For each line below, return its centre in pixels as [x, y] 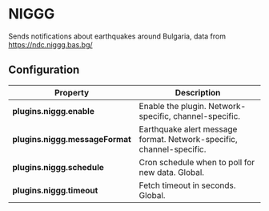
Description [198, 92]
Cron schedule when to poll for [197, 162]
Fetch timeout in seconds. [187, 185]
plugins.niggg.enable [53, 111]
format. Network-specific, [188, 139]
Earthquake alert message [188, 129]
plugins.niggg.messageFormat [72, 139]
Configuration [44, 70]
